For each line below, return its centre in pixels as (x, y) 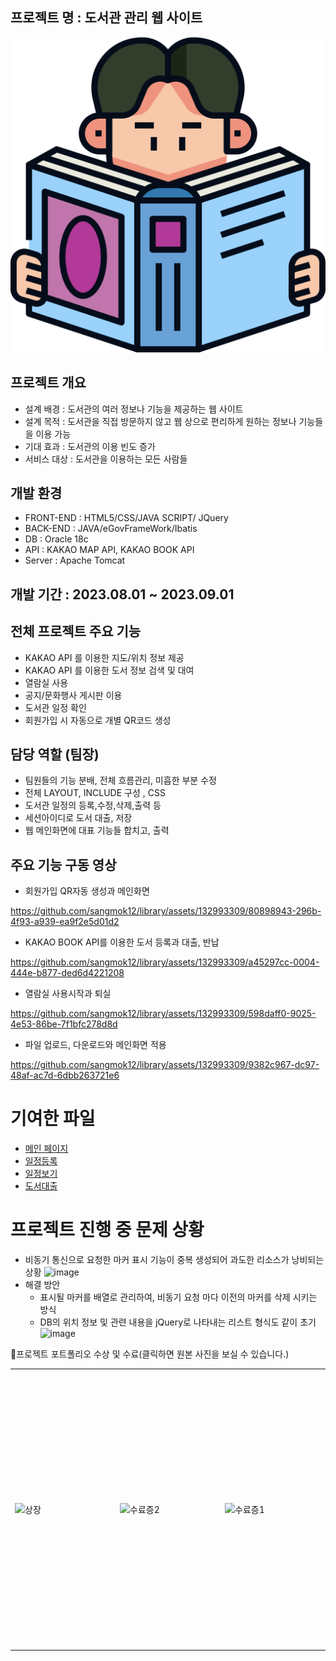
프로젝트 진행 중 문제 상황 (107, 1230)
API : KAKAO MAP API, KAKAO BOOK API (109, 550)
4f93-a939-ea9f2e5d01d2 (65, 922)
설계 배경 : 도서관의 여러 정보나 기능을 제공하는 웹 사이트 (134, 409)
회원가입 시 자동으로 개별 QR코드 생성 (98, 720)
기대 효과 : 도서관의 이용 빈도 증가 (90, 446)
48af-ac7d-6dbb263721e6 (65, 1075)
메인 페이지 (46, 1149)
